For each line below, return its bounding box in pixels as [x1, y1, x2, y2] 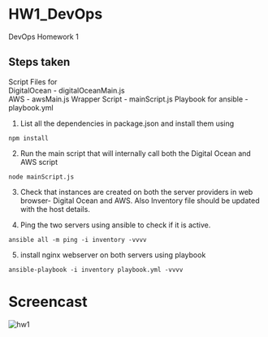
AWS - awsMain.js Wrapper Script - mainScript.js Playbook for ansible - [8, 94, 249, 104]
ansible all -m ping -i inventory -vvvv [8, 235, 148, 244]
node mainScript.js [8, 172, 75, 181]
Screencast [8, 292, 88, 311]
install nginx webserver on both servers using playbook [19, 249, 206, 260]
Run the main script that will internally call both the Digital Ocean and [19, 148, 252, 158]
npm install [8, 134, 49, 142]
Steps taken [8, 55, 71, 69]
